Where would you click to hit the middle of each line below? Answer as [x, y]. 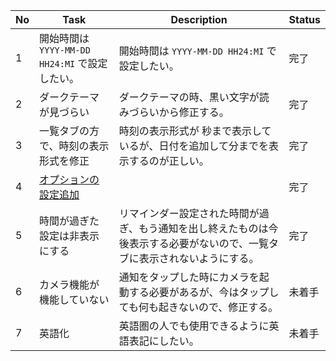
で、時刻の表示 [74, 146]
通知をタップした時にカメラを [189, 277]
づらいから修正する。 [179, 112]
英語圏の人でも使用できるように [194, 326]
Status [304, 19]
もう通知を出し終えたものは [203, 228]
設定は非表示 [69, 236]
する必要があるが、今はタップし [204, 292]
